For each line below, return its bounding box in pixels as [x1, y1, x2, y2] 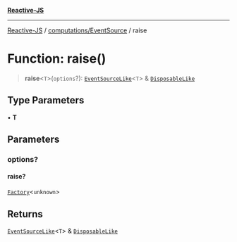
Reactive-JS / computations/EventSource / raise [7, 26, 147, 34]
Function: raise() [7, 51, 107, 67]
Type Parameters [7, 94, 85, 106]
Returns [7, 208, 44, 220]
